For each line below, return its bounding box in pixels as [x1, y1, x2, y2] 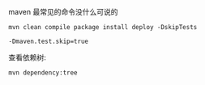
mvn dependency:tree [8, 69, 79, 77]
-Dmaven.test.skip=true [8, 37, 89, 45]
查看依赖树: [8, 53, 47, 62]
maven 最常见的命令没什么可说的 [8, 7, 118, 16]
